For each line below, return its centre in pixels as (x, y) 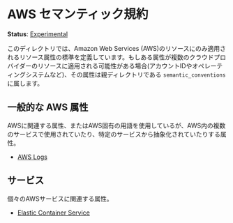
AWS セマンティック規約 (78, 14)
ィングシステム (29, 75)
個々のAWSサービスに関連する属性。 (60, 199)
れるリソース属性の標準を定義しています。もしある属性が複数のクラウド (111, 57)
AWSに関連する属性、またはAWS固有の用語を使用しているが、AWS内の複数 (116, 125)
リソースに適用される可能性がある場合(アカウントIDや (115, 66)
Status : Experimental (38, 34)
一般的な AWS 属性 (48, 108)
